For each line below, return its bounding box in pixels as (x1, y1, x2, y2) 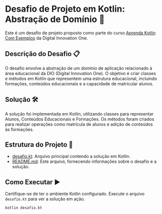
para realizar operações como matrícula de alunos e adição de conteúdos (5, 121, 153, 127)
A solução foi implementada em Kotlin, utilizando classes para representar (5, 111, 154, 117)
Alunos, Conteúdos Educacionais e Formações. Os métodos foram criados (5, 116, 155, 122)
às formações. (5, 126, 34, 132)
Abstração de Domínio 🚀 (5, 14, 105, 25)
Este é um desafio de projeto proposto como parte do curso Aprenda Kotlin (5, 30, 156, 36)
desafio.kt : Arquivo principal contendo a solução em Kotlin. (12, 154, 131, 159)
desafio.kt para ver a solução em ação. (5, 196, 85, 202)
